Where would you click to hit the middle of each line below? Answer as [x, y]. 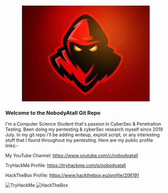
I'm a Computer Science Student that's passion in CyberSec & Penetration [83, 124]
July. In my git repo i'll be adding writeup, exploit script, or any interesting [82, 135]
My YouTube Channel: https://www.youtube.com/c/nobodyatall [72, 156]
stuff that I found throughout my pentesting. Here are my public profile [79, 140]
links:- [12, 146]
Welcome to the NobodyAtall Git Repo [53, 113]
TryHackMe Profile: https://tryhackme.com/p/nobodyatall [66, 165]
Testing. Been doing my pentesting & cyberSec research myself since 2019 [84, 129]
